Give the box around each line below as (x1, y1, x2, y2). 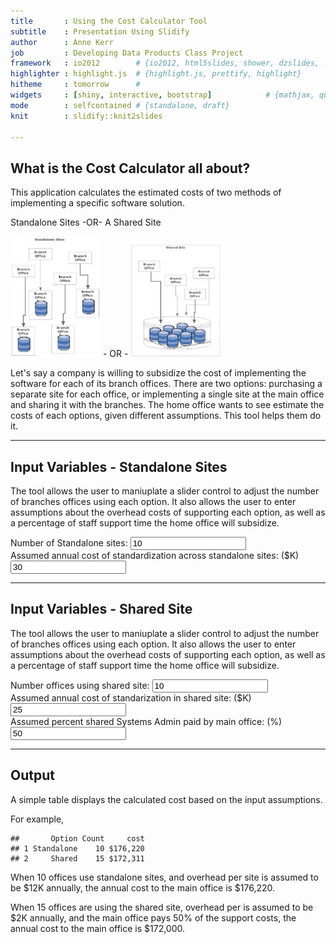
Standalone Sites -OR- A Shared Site (10, 216, 162, 229)
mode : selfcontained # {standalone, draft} (10, 100, 230, 110)
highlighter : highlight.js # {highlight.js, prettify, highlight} (10, 69, 302, 79)
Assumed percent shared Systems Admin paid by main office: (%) (10, 715, 283, 727)
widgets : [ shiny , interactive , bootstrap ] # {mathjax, (10, 90, 315, 100)
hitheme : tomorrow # (10, 80, 141, 90)
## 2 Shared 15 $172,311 (10, 853, 145, 864)
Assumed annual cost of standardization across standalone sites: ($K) (10, 550, 300, 561)
